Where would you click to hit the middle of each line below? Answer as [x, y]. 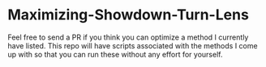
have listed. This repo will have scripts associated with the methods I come [133, 45]
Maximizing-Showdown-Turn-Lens [128, 15]
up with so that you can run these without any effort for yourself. [115, 54]
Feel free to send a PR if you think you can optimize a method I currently [128, 37]
